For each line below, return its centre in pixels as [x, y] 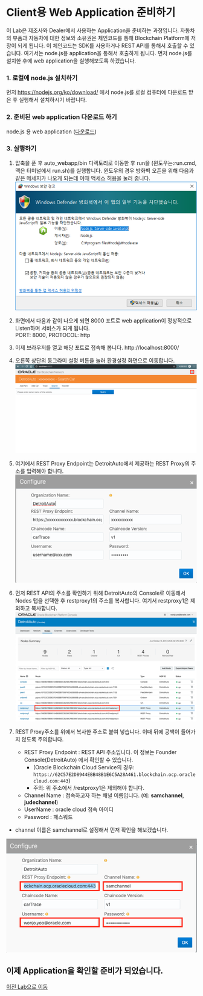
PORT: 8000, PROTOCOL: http [53, 335]
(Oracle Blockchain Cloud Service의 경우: [84, 767]
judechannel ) [41, 802]
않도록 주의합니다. [43, 739]
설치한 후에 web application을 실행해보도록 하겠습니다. [71, 61]
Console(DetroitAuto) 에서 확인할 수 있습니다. [79, 760]
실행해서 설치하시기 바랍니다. [53, 100]
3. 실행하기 [21, 149]
